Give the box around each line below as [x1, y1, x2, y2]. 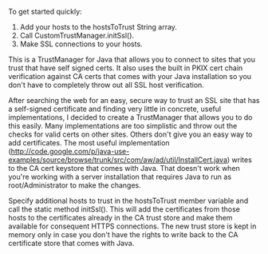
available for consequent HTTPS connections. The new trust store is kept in [8, 221, 257, 231]
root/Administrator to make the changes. [8, 181, 141, 190]
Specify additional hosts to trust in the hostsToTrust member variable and [8, 196, 249, 205]
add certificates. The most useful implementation [8, 138, 170, 147]
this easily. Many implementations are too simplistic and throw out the [8, 121, 238, 130]
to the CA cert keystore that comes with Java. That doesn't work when [8, 164, 241, 173]
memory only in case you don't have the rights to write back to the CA [8, 230, 238, 239]
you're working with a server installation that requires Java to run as [8, 172, 232, 181]
